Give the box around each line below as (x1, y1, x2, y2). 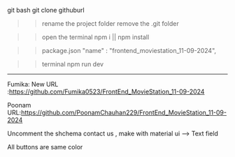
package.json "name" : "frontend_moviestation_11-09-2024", (41, 47, 217, 54)
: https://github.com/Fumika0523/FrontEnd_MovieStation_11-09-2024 (7, 87, 205, 96)
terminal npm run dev (41, 60, 104, 68)
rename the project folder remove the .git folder (41, 20, 180, 27)
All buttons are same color (7, 143, 83, 151)
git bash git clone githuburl (7, 6, 85, 14)
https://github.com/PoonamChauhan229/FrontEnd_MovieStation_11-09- (20, 108, 227, 117)
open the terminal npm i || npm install (41, 33, 150, 41)
